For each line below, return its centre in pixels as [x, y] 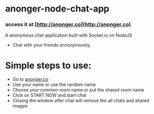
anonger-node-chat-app [57, 9]
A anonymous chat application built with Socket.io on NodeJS [69, 35]
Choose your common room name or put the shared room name [78, 90]
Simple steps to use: [48, 65]
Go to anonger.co [30, 79]
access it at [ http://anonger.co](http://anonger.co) [68, 25]
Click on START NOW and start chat [49, 95]
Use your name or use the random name [54, 85]
